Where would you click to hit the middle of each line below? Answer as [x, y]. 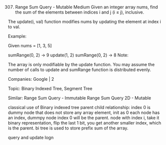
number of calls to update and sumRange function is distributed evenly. [80, 70]
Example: [17, 36]
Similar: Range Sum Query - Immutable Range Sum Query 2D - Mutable [80, 98]
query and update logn [31, 137]
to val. [14, 27]
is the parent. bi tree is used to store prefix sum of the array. [68, 128]
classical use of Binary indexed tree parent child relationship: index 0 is [79, 107]
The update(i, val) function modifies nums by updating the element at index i [84, 22]
